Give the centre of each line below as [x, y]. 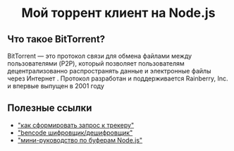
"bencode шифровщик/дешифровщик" [75, 133]
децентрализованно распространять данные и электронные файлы [109, 71]
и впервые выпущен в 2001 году [56, 86]
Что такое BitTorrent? [56, 39]
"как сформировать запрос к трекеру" [76, 125]
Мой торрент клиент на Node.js [118, 13]
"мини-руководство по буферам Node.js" [80, 140]
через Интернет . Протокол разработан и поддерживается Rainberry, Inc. [118, 78]
